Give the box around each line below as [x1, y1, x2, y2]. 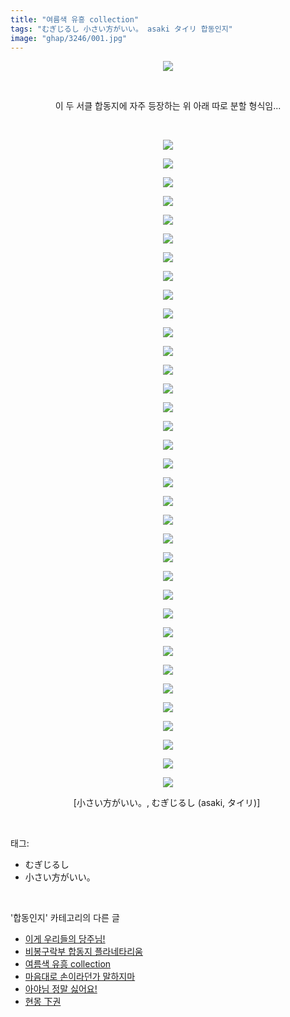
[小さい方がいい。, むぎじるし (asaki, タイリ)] [73, 797, 261, 809]
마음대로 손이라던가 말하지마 [24, 971, 136, 983]
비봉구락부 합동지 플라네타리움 [24, 946, 143, 958]
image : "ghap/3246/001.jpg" [10, 33, 128, 43]
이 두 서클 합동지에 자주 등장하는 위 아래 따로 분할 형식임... [54, 100, 282, 112]
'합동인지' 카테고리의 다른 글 [10, 912, 120, 924]
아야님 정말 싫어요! [24, 983, 98, 995]
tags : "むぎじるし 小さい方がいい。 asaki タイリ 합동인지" [10, 24, 233, 34]
